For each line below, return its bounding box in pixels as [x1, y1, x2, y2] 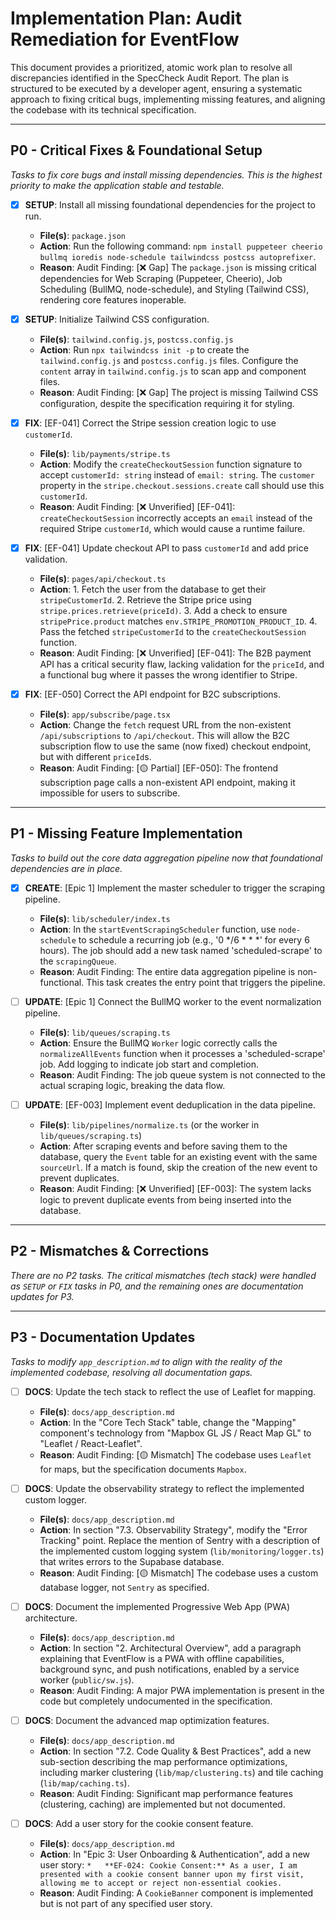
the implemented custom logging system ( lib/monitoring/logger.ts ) [39, 1545, 325, 1557]
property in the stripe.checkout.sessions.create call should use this [39, 479, 325, 491]
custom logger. [24, 1493, 88, 1506]
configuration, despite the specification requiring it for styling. [39, 397, 295, 409]
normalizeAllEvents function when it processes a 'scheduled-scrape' [39, 1048, 326, 1059]
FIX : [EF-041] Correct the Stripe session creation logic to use [24, 417, 277, 429]
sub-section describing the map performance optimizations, [39, 1755, 288, 1767]
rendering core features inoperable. [39, 293, 187, 306]
